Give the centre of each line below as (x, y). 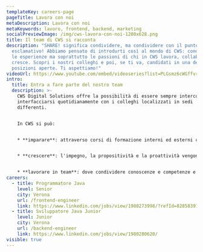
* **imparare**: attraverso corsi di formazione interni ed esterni (105, 140)
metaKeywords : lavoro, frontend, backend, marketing (74, 29)
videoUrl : (19, 74)
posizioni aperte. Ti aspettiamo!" (56, 68)
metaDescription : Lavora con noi (48, 23)
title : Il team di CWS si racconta (51, 40)
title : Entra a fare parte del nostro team (67, 85)
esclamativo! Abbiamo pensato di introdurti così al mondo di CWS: (98, 51)
